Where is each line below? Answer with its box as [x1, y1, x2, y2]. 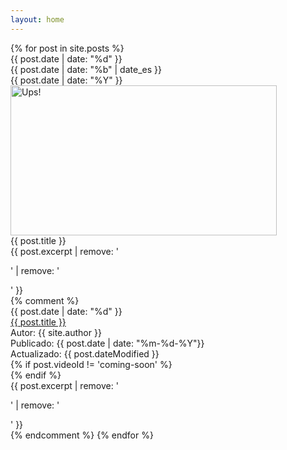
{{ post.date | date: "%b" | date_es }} [10, 63, 162, 75]
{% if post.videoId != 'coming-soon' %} [10, 358, 173, 370]
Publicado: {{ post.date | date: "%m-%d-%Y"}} [10, 337, 205, 349]
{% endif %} [10, 369, 62, 381]
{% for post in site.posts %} [10, 42, 125, 54]
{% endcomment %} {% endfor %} [10, 429, 154, 441]
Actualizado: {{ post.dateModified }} [10, 347, 160, 360]
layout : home [10, 14, 65, 25]
